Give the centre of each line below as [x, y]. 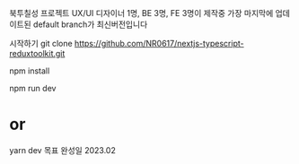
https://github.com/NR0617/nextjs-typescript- [159, 43]
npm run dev [33, 88]
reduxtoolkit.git [37, 53]
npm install [30, 71]
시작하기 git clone [41, 43]
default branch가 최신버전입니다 [90, 24]
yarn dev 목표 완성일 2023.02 [63, 150]
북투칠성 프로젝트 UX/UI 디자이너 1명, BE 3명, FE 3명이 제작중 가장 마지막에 [141, 13]
